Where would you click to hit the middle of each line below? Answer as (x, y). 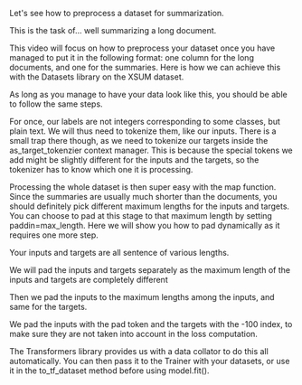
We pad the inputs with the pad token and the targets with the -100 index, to (151, 324)
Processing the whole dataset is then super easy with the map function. (143, 187)
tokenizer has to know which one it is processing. (101, 169)
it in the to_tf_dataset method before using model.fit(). (109, 371)
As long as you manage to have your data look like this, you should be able (148, 94)
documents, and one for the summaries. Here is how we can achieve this (145, 67)
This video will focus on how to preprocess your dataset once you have (142, 48)
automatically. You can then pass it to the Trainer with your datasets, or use (150, 361)
